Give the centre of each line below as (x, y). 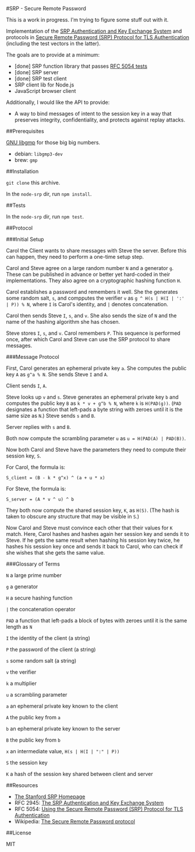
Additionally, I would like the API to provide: (58, 102)
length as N (19, 627)
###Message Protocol (33, 357)
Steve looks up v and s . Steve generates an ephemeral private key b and (92, 397)
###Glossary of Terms (33, 564)
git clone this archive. (33, 183)
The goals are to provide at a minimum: (53, 55)
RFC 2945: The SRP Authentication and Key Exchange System (89, 803)
